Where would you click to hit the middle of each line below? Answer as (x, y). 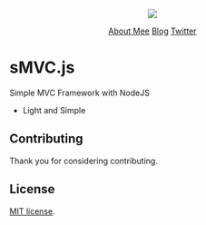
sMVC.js (42, 68)
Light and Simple (54, 110)
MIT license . (33, 211)
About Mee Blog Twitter (152, 31)
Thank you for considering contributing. (84, 161)
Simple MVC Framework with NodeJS (79, 93)
